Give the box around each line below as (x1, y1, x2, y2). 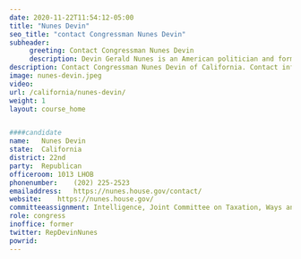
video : (9, 79, 34, 88)
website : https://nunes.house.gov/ (9, 195, 154, 204)
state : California (9, 145, 82, 155)
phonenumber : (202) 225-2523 (9, 178, 130, 188)
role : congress (9, 212, 66, 221)
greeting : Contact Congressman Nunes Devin (29, 46, 194, 55)
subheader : (9, 38, 50, 47)
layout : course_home (9, 104, 87, 113)
